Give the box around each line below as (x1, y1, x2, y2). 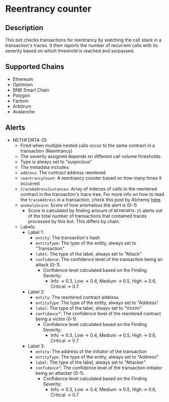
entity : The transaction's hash (35, 234, 100, 240)
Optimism (12, 81, 33, 87)
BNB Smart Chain (12, 87, 49, 93)
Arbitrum (12, 103, 32, 109)
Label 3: (27, 343, 45, 349)
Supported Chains (5, 62, 65, 71)
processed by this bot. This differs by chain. (27, 218, 121, 224)
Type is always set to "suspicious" (20, 159, 93, 165)
